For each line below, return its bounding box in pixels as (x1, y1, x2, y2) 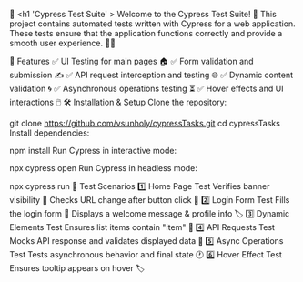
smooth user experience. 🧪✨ (9, 37, 116, 48)
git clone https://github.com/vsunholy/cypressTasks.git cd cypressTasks (9, 118, 280, 128)
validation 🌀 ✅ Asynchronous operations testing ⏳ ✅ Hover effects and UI (9, 83, 284, 94)
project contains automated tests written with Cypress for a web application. (9, 18, 296, 29)
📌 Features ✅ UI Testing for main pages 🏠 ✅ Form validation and (9, 55, 254, 66)
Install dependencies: (9, 127, 90, 138)
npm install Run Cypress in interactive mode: (9, 146, 177, 156)
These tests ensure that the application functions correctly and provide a (9, 28, 283, 38)
